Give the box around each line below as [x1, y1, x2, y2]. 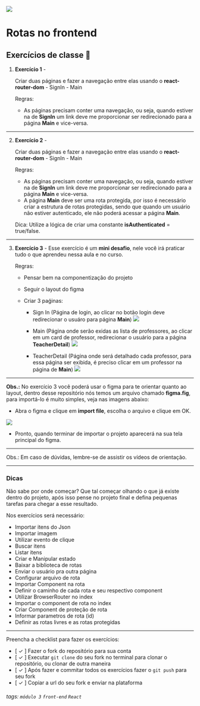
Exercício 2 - [14, 137, 48, 143]
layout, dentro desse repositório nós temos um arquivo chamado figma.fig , [6, 389, 190, 397]
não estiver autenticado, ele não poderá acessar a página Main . [23, 210, 180, 216]
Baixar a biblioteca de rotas [14, 561, 82, 569]
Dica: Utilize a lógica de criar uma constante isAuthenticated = [14, 221, 171, 228]
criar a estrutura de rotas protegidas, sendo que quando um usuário [23, 203, 190, 210]
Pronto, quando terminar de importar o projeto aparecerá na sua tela [14, 430, 183, 437]
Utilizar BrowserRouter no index [14, 593, 93, 600]
